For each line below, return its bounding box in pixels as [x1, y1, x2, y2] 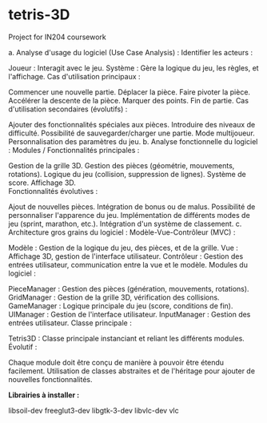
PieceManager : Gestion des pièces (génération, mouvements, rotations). [8, 284, 249, 293]
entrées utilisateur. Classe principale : [8, 318, 132, 328]
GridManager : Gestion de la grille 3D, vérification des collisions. [8, 292, 220, 302]
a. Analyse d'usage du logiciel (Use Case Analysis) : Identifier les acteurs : [8, 47, 253, 57]
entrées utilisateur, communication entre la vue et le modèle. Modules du [8, 260, 248, 269]
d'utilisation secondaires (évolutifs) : [8, 104, 128, 114]
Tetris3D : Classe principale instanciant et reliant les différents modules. [8, 333, 245, 343]
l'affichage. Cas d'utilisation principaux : [8, 71, 141, 81]
